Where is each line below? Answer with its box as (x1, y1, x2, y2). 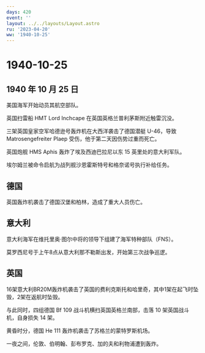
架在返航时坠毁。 (20, 293, 64, 300)
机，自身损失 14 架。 (6, 314, 58, 321)
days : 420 (6, 9, 32, 15)
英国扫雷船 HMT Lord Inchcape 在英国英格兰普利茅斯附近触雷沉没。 (6, 115, 177, 122)
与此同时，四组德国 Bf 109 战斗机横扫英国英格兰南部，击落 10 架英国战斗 (6, 306, 190, 313)
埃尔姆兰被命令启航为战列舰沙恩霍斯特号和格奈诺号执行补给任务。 (6, 161, 173, 169)
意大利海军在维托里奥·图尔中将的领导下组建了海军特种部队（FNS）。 (6, 235, 177, 243)
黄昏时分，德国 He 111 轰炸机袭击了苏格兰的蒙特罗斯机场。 (6, 327, 154, 334)
